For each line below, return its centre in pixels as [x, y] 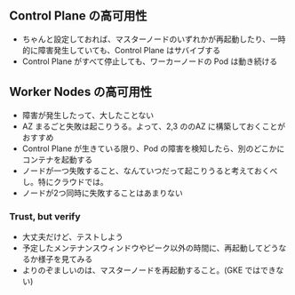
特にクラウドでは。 [73, 181]
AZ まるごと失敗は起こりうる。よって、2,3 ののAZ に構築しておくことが [154, 126]
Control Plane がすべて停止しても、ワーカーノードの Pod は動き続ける [150, 61]
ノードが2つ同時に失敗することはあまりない [103, 193]
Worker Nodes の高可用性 [81, 92]
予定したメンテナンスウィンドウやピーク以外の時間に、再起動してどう [150, 248]
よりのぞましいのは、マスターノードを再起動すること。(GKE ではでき [149, 270]
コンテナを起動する [57, 159]
